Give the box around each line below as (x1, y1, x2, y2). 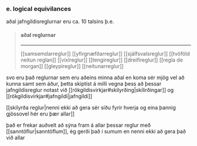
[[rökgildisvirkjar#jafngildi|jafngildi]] (6, 93, 93, 100)
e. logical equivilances (6, 5, 72, 13)
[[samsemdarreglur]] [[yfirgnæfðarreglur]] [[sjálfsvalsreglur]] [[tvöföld (20, 50, 191, 57)
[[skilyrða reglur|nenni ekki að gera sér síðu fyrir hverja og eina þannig (6, 104, 176, 111)
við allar (6, 134, 25, 141)
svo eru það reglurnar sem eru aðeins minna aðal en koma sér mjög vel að (6, 74, 185, 81)
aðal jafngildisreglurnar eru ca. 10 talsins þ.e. (6, 18, 114, 25)
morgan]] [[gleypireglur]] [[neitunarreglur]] (20, 62, 124, 69)
